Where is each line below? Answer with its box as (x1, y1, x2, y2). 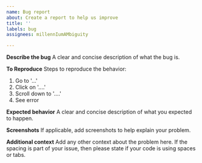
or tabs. (6, 151, 26, 159)
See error (15, 97, 40, 104)
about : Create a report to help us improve (6, 15, 119, 21)
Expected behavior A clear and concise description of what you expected (6, 108, 192, 116)
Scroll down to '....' (15, 90, 62, 97)
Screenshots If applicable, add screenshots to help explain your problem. (6, 127, 191, 134)
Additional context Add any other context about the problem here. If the (6, 138, 187, 146)
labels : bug (6, 26, 37, 32)
